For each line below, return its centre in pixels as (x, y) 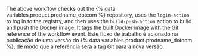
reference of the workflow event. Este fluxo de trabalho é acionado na (92, 34)
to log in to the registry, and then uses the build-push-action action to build (99, 21)
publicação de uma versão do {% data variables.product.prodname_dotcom (99, 40)
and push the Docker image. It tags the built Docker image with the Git (92, 27)
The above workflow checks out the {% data (61, 9)
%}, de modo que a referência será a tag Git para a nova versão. (85, 46)
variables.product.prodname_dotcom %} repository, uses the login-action (98, 15)
